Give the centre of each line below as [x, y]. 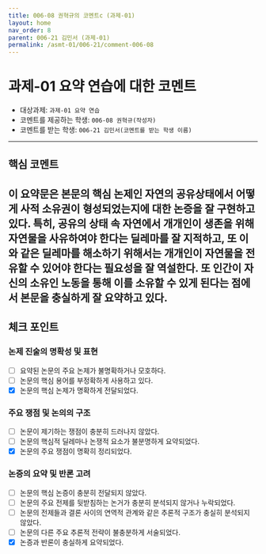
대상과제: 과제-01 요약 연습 [60, 110]
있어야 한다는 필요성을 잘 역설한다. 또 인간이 [142, 268]
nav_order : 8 [30, 30]
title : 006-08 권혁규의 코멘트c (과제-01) [72, 15]
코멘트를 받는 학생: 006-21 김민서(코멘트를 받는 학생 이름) [106, 130]
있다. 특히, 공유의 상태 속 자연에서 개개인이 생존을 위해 [131, 224]
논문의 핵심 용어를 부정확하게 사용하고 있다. [86, 380]
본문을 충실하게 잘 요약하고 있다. [94, 298]
